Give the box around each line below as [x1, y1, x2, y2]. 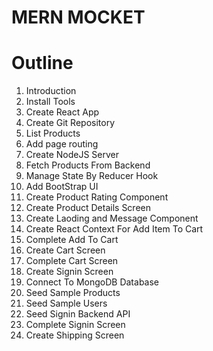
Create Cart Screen [25, 244, 106, 256]
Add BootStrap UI [25, 181, 99, 193]
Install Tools [25, 96, 76, 108]
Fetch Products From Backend [25, 159, 151, 171]
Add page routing [25, 138, 99, 150]
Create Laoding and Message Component [25, 212, 199, 225]
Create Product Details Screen [25, 202, 152, 214]
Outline [11, 52, 74, 75]
